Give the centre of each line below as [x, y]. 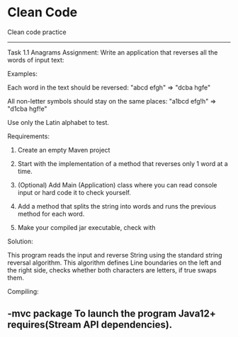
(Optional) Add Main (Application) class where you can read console [117, 184]
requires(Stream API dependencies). [90, 325]
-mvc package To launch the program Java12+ [112, 314]
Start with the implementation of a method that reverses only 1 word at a [123, 163]
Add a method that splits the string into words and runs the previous [117, 206]
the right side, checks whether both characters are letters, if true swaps [112, 270]
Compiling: [23, 291]
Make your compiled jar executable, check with [86, 227]
